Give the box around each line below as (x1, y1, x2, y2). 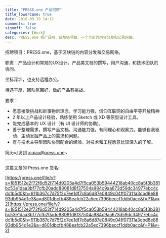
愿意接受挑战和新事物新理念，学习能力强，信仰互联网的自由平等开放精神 (12, 108, 160, 114)
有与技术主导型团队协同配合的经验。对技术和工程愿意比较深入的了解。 (12, 139, 156, 145)
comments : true (5, 21, 37, 26)
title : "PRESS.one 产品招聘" (5, 7, 62, 12)
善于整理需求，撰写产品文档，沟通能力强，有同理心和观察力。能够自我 (12, 126, 156, 132)
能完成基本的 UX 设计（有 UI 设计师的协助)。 (12, 120, 103, 126)
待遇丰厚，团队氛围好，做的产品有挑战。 (5, 87, 87, 93)
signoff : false (5, 26, 37, 31)
